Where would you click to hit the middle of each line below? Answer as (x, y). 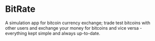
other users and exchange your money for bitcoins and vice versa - (74, 28)
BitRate (20, 9)
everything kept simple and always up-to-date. (53, 33)
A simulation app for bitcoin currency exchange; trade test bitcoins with (78, 23)
